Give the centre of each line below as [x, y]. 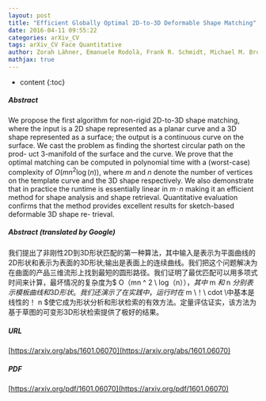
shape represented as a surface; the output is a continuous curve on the [126, 137]
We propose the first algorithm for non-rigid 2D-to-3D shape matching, [124, 120]
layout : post [30, 15]
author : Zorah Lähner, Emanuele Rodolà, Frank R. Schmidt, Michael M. [127, 52]
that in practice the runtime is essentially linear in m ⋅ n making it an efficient [131, 189]
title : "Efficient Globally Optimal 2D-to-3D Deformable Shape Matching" [133, 23]
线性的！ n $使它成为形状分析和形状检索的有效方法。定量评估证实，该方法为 [133, 302]
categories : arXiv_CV [44, 38]
